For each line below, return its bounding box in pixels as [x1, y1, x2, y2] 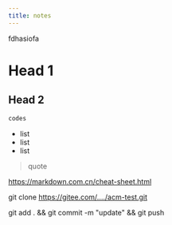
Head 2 [8, 93, 45, 107]
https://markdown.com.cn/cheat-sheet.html [8, 176, 152, 186]
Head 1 [8, 61, 54, 80]
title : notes [8, 11, 52, 20]
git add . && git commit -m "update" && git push [8, 207, 165, 217]
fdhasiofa [8, 34, 40, 43]
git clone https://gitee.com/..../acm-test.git [8, 192, 148, 202]
